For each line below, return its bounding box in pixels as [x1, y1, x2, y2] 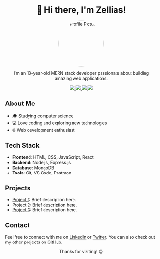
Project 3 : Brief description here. [12, 207, 77, 213]
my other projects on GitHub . [5, 239, 63, 245]
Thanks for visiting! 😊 [59, 249, 103, 255]
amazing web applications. [55, 75, 108, 81]
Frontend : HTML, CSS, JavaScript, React [12, 154, 94, 160]
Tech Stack [5, 141, 40, 150]
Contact [5, 221, 30, 229]
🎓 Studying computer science [12, 113, 73, 119]
